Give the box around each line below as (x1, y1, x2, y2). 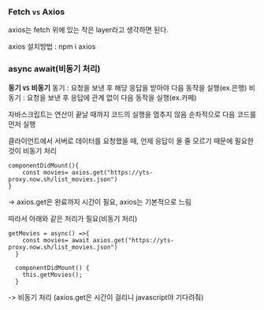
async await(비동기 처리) (8, 64, 101, 75)
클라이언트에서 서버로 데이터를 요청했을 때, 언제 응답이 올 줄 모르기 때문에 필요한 (8, 136, 255, 146)
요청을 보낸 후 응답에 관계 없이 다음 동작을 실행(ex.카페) (26, 93, 197, 102)
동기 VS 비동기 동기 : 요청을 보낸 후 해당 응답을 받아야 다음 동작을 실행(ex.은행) (8, 83, 247, 92)
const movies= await (22, 236, 90, 244)
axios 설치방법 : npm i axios (8, 42, 96, 51)
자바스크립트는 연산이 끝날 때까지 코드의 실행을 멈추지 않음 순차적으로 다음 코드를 (8, 109, 257, 119)
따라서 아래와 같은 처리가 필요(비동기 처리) (8, 213, 138, 223)
